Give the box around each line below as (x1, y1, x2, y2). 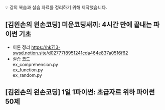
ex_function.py (12, 67, 44, 73)
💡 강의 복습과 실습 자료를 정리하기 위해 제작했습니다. (5, 5, 107, 10)
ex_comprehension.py (12, 61, 59, 67)
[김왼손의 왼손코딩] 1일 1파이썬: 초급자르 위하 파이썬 (5, 88, 155, 96)
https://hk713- (31, 44, 61, 50)
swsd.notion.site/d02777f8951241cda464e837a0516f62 (12, 50, 128, 56)
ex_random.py (12, 72, 42, 78)
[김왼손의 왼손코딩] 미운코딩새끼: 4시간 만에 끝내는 (5, 21, 152, 29)
